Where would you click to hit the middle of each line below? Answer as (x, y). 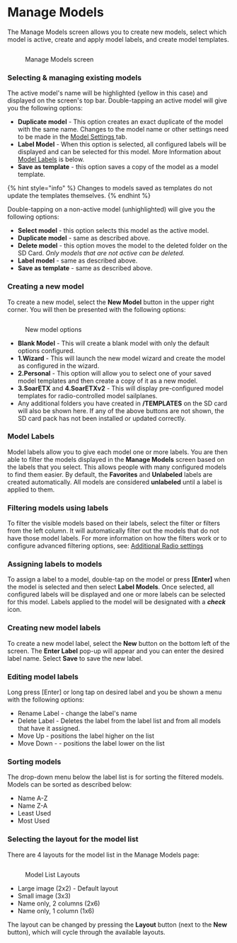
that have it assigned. (49, 729)
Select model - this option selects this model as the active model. (113, 231)
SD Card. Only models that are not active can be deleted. (101, 253)
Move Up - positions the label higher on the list (86, 736)
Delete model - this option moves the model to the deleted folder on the (122, 245)
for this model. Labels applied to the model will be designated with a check (117, 602)
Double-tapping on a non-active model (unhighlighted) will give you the (111, 209)
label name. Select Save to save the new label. (75, 658)
